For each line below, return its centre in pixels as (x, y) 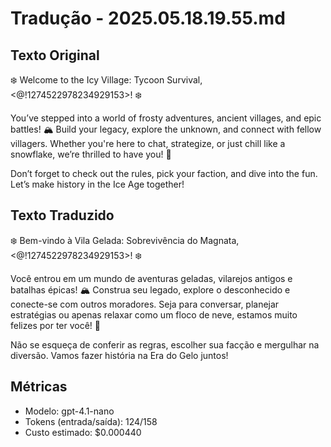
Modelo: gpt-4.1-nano (69, 411)
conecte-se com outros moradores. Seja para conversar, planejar (145, 304)
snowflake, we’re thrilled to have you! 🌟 (91, 154)
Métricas (39, 387)
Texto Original (55, 55)
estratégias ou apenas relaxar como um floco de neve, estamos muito (154, 314)
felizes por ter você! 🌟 (56, 325)
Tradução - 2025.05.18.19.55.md (148, 18)
